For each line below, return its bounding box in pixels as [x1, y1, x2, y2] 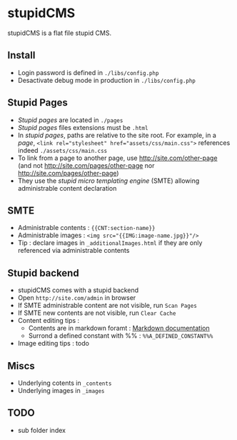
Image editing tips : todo [17, 339, 89, 348]
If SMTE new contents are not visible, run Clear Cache [17, 309, 176, 317]
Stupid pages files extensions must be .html [17, 123, 148, 131]
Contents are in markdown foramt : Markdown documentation [28, 324, 210, 333]
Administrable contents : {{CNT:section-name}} [17, 224, 156, 232]
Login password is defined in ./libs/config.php [17, 68, 159, 76]
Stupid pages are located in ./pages [17, 116, 123, 124]
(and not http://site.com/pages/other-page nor [17, 161, 155, 169]
